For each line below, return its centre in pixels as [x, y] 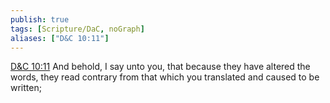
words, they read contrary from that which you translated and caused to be [165, 77]
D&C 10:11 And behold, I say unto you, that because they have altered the [160, 67]
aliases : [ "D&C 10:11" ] [60, 38]
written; [26, 88]
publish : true [40, 19]
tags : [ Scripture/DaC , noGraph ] [77, 29]
